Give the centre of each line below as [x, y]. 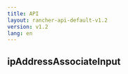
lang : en [20, 33]
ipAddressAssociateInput [64, 61]
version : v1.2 [28, 27]
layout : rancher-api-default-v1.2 [58, 20]
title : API [23, 14]
